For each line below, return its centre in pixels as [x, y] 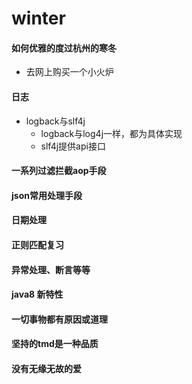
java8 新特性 [37, 294]
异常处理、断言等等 [51, 269]
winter [38, 18]
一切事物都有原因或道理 [59, 319]
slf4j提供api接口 [73, 146]
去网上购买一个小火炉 [69, 72]
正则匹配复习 [37, 244]
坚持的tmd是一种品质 [55, 344]
